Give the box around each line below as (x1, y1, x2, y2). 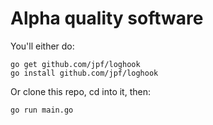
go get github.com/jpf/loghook (10, 59, 141, 69)
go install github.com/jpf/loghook (10, 68, 159, 78)
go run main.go (10, 105, 74, 115)
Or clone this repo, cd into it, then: (10, 85, 151, 97)
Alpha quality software (10, 7, 204, 30)
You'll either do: (10, 40, 75, 52)
